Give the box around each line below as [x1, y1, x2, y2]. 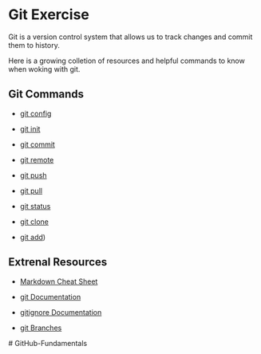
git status [19, 201, 51, 210]
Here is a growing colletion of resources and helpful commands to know [8, 56, 245, 65]
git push [19, 170, 47, 180]
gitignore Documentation [19, 307, 102, 317]
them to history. [8, 40, 60, 49]
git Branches [19, 323, 62, 332]
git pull [19, 186, 42, 195]
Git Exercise [8, 6, 89, 24]
